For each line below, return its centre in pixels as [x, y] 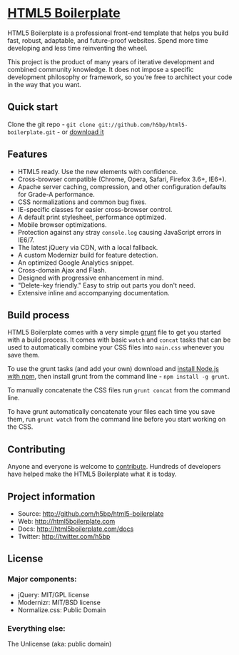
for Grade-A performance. [56, 194]
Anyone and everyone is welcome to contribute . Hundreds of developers [114, 467]
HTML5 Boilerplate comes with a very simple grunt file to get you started [114, 332]
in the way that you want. [45, 84]
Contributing [36, 449]
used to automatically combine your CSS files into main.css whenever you [116, 347]
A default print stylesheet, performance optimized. [92, 217]
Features [27, 154]
